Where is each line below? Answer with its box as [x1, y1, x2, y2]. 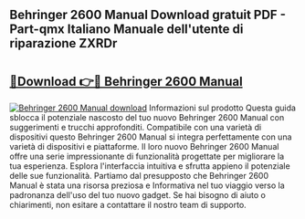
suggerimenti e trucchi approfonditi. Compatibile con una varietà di [9, 122, 262, 132]
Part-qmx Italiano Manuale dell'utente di [9, 22, 244, 37]
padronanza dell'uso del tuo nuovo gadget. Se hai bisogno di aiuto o [9, 190, 267, 200]
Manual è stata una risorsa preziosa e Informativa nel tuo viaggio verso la [9, 180, 285, 191]
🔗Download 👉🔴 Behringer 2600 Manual [9, 73, 244, 89]
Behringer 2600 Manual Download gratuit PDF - [9, 7, 286, 23]
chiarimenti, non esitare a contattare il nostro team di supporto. [9, 200, 247, 210]
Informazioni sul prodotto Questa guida [149, 102, 297, 113]
